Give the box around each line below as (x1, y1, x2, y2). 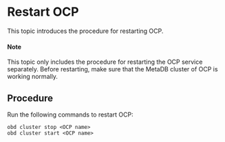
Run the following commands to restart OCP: (7, 110, 133, 119)
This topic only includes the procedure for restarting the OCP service (7, 58, 203, 66)
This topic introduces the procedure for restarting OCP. (7, 27, 164, 35)
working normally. (7, 73, 58, 81)
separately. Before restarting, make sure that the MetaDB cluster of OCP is (7, 65, 218, 73)
